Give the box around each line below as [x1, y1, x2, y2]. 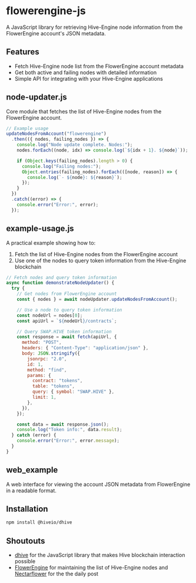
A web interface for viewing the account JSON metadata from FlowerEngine [6, 481, 191, 488]
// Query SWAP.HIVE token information [16, 329, 112, 334]
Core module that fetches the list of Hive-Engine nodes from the [6, 108, 162, 115]
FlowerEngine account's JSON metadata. [6, 29, 106, 37]
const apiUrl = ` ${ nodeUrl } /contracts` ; [16, 318, 117, 324]
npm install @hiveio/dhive [6, 519, 72, 525]
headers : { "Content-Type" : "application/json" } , [21, 345, 149, 351]
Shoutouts [6, 536, 45, 546]
